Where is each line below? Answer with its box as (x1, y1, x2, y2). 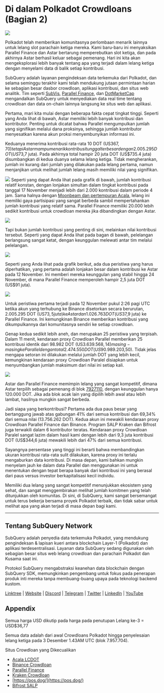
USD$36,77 (5, 622, 28, 628)
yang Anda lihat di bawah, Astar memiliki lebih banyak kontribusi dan (5, 115, 143, 121)
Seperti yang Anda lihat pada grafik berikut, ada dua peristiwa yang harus (5, 261, 153, 267)
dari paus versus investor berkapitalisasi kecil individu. (5, 472, 115, 478)
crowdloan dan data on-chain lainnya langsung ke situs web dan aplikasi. (5, 100, 152, 106)
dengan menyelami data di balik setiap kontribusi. (5, 65, 105, 71)
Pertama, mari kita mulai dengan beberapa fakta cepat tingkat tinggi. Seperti (5, 110, 159, 116)
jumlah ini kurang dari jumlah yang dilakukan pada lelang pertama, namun (5, 161, 153, 167)
